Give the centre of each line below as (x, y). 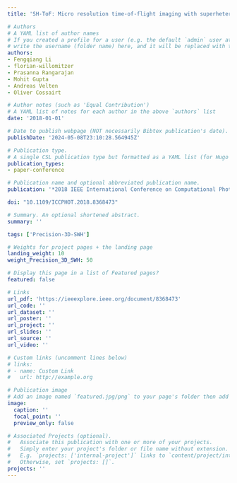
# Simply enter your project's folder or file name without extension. (118, 449)
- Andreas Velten (33, 86)
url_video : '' (28, 345)
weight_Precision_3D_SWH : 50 (50, 260)
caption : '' (31, 410)
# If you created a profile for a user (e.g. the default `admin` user (115, 40)
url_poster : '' (30, 319)
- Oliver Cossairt (34, 93)
